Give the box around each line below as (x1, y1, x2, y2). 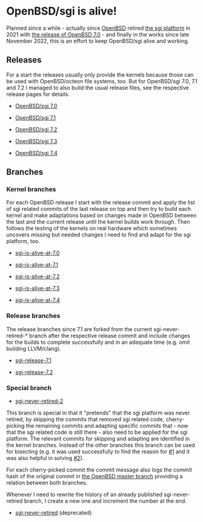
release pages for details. (6, 90, 70, 98)
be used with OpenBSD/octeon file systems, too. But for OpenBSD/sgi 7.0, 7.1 (6, 77, 198, 84)
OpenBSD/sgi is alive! (6, 4, 117, 18)
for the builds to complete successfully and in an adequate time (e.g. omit (6, 338, 190, 346)
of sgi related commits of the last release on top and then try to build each (6, 205, 191, 213)
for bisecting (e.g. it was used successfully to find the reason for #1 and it (6, 448, 190, 455)
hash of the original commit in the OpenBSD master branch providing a (6, 473, 183, 480)
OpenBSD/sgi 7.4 (15, 149, 58, 156)
